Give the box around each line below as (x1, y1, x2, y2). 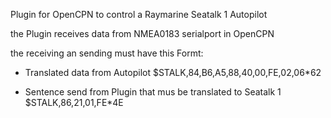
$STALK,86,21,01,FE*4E (24, 97, 124, 108)
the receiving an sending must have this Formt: (10, 47, 204, 59)
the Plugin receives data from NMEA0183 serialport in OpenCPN (10, 28, 275, 39)
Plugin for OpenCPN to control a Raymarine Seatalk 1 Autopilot (10, 9, 268, 20)
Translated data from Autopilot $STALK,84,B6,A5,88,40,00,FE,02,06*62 (24, 67, 322, 78)
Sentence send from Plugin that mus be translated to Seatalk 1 (24, 86, 282, 98)
